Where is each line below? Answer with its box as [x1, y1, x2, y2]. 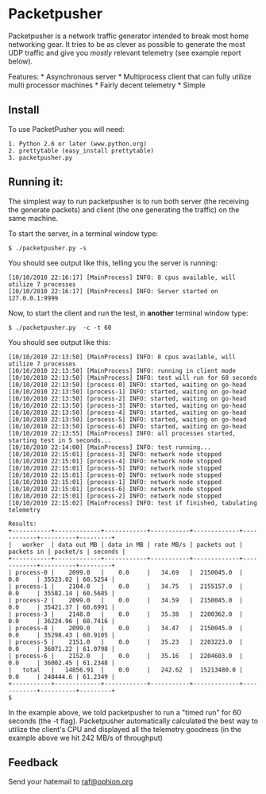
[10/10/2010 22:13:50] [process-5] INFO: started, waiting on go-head [8, 415, 247, 424]
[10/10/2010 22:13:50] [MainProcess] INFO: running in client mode [8, 366, 237, 374]
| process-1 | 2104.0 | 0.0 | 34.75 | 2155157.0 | [8, 582, 244, 591]
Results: [8, 520, 37, 528]
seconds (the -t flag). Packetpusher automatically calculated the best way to [8, 716, 259, 726]
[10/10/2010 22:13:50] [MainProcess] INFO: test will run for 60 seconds [8, 374, 258, 382]
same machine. [8, 213, 58, 223]
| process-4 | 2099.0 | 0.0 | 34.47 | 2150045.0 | [8, 624, 244, 632]
